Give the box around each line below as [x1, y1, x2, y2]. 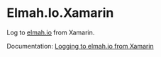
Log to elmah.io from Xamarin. [6, 28, 95, 37]
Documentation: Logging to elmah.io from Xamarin [6, 42, 154, 50]
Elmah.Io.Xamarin [6, 5, 114, 21]
